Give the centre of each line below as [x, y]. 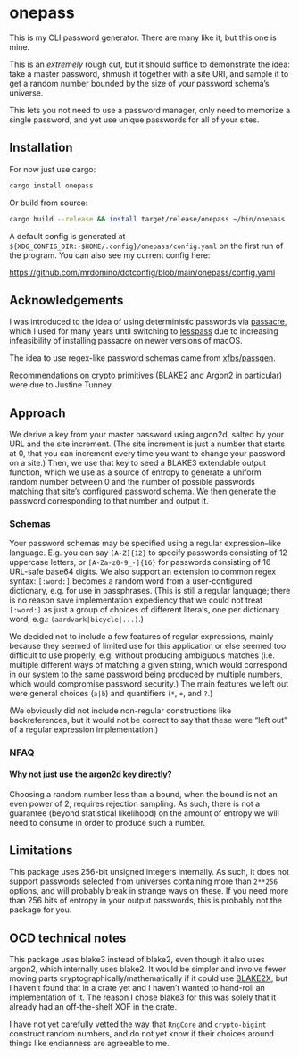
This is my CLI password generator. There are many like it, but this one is [143, 37]
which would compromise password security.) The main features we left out [149, 684]
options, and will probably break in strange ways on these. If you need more [149, 891]
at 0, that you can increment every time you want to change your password [147, 454]
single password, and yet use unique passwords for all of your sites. [134, 120]
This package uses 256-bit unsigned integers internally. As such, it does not [149, 872]
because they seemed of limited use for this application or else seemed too [148, 646]
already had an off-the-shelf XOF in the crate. [93, 1007]
